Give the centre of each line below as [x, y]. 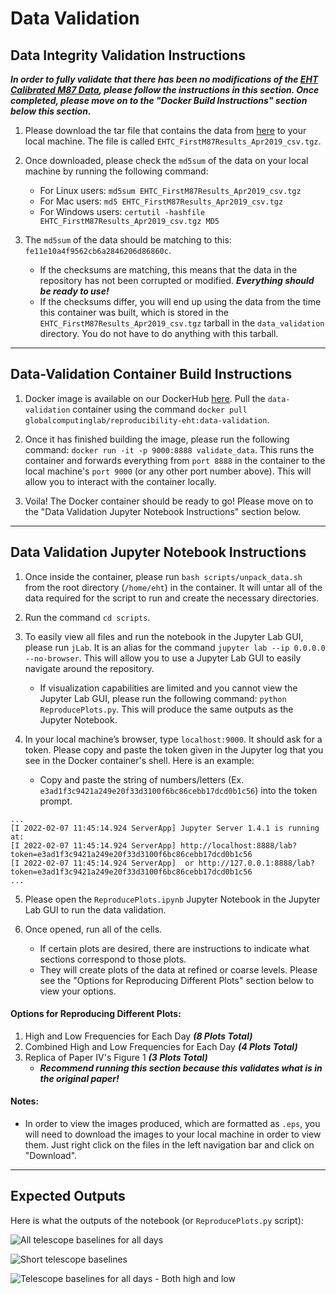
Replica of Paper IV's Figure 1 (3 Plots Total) [116, 1057]
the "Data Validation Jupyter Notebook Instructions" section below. [163, 511]
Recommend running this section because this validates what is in [181, 1068]
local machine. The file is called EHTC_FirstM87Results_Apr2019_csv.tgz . [173, 141]
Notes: [25, 1101]
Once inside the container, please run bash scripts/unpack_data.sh [163, 576]
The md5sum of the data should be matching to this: [128, 240]
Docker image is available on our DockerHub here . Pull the [145, 398]
